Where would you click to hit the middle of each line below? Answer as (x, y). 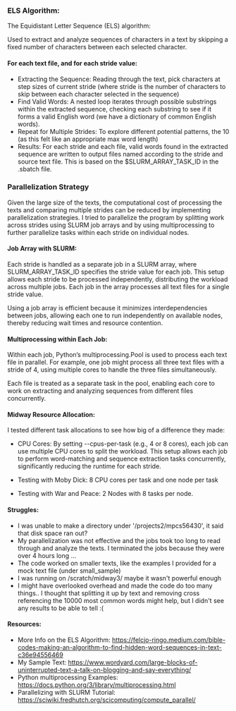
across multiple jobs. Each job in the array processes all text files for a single (118, 287)
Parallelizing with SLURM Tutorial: (67, 692)
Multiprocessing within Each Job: (57, 339)
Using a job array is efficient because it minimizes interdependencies (107, 308)
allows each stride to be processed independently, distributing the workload (118, 279)
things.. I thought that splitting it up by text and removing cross (108, 593)
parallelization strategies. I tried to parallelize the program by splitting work (116, 217)
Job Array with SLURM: (42, 248)
